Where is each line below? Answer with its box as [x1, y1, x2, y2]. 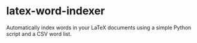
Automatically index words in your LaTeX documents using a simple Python [6, 24, 192, 31]
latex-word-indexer [6, 4, 105, 18]
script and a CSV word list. [6, 30, 72, 37]
